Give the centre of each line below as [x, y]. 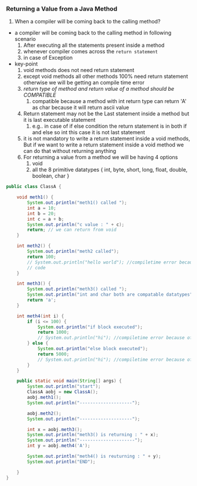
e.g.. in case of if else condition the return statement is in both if [109, 126]
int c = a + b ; [46, 219]
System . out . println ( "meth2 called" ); [73, 251]
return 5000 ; [53, 354]
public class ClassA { [34, 187]
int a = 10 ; [42, 208]
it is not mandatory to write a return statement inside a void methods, [107, 139]
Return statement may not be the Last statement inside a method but [106, 114]
